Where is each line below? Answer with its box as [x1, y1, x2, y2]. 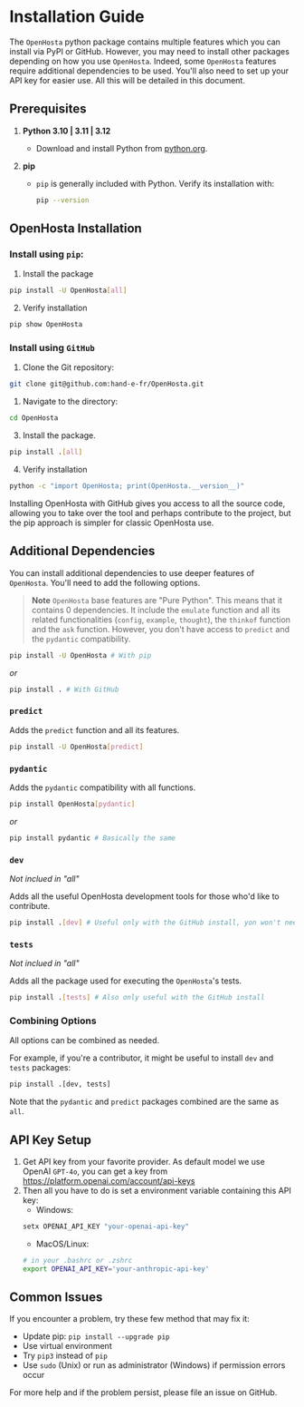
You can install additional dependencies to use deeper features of [9, 567, 255, 578]
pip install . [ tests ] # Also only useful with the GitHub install [9, 993, 265, 1002]
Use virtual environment [22, 1341, 112, 1352]
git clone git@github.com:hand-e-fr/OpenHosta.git [9, 379, 204, 389]
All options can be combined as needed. [9, 1035, 160, 1046]
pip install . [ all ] [9, 447, 83, 457]
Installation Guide [9, 6, 145, 27]
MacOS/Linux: [35, 1238, 90, 1249]
